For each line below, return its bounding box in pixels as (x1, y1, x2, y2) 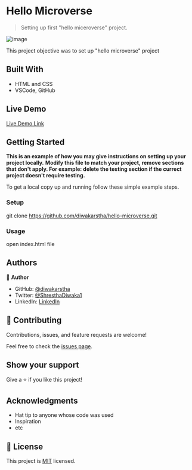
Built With (6, 64, 44, 75)
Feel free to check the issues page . (6, 342, 92, 350)
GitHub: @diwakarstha (14, 285, 70, 292)
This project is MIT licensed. (6, 457, 76, 465)
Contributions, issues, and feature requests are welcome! (6, 331, 147, 338)
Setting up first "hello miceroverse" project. (20, 24, 128, 31)
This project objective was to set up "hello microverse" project (6, 47, 160, 54)
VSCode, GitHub (14, 87, 55, 94)
